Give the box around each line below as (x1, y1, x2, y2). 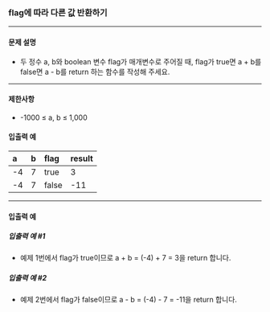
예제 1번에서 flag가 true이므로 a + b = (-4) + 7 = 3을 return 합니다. (19, 253, 231, 263)
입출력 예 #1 (8, 232, 46, 241)
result (70, 153, 94, 164)
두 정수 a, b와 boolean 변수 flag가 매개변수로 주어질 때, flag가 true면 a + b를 (19, 56, 262, 66)
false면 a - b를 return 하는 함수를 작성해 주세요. (19, 67, 170, 76)
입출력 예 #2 (8, 273, 47, 283)
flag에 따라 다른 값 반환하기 (8, 6, 108, 18)
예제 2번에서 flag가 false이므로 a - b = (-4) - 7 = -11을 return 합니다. (19, 295, 237, 305)
